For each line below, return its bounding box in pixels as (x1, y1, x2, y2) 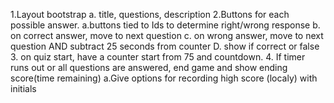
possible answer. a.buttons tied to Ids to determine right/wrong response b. (10, 19, 321, 31)
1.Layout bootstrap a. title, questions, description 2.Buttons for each (10, 9, 290, 20)
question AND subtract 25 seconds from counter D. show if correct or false (10, 40, 320, 52)
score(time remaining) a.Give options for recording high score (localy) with (10, 72, 318, 84)
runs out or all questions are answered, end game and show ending (10, 62, 288, 73)
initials (10, 83, 37, 94)
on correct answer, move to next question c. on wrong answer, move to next (10, 30, 324, 41)
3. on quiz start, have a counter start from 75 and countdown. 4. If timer (10, 51, 306, 63)
